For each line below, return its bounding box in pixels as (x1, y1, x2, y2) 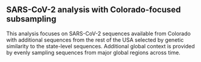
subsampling (6, 14, 57, 24)
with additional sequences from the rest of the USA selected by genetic (6, 36, 184, 44)
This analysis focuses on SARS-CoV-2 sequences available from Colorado (6, 30, 191, 37)
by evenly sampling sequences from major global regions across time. (6, 49, 181, 56)
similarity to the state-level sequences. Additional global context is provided (6, 42, 195, 49)
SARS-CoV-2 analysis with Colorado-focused (6, 5, 181, 15)
